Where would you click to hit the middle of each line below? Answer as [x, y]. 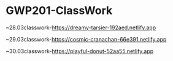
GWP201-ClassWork [59, 11]
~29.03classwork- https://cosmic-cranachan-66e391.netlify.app [86, 39]
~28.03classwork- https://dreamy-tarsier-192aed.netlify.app [81, 27]
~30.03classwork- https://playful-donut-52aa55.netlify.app [80, 51]
